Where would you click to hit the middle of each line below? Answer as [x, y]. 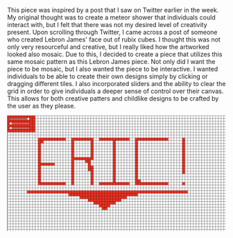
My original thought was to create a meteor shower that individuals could [112, 17]
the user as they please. [42, 106]
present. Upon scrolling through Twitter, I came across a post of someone [112, 32]
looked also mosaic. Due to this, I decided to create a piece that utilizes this [115, 54]
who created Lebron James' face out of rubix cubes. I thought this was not [114, 40]
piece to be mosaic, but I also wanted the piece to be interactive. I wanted [113, 69]
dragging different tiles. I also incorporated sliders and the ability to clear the [116, 84]
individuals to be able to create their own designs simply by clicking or [107, 76]
